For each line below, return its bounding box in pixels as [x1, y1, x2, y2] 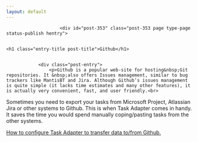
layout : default [6, 8, 47, 15]
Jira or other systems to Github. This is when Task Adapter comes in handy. [6, 104, 193, 112]
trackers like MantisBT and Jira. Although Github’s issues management [6, 77, 188, 84]
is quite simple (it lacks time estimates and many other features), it [6, 82, 191, 88]
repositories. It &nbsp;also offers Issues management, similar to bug [6, 72, 188, 78]
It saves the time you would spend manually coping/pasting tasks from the [6, 111, 189, 118]
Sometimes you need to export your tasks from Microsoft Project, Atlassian [6, 98, 191, 105]
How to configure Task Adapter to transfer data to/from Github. [6, 129, 161, 136]
